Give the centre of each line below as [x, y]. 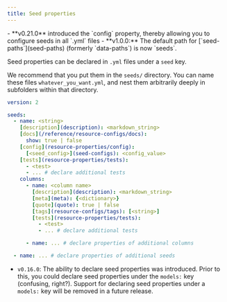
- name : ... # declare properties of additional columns [110, 243]
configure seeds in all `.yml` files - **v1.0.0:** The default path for [102, 41]
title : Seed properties [42, 14]
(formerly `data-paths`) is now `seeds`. [121, 48]
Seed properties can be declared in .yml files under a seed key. [97, 61]
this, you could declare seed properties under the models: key [106, 276]
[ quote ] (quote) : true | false [76, 205]
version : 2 [23, 102]
